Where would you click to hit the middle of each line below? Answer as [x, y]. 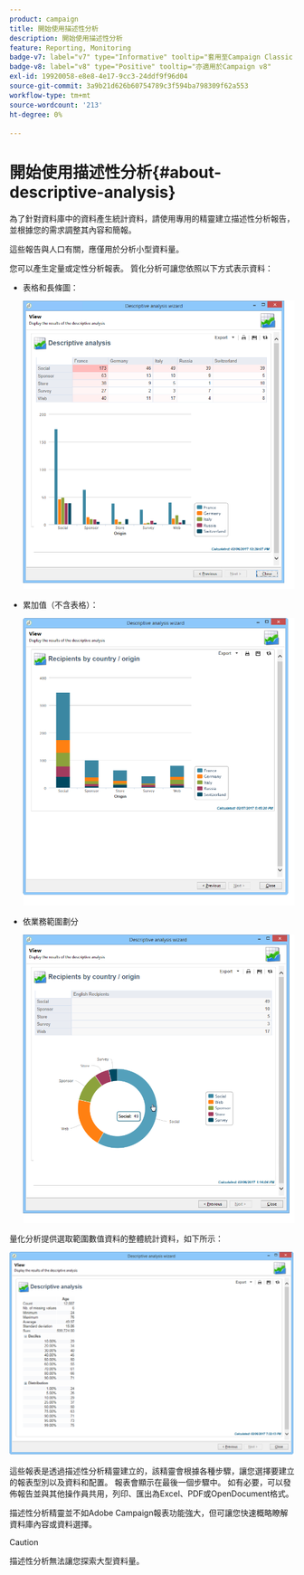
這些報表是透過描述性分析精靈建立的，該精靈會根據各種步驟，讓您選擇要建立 [152, 1471]
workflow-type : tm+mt [50, 95]
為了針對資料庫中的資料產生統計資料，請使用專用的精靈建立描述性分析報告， [152, 219]
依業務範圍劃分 [50, 922]
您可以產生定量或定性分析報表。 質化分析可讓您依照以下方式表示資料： [141, 269]
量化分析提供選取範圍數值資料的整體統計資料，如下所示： [116, 1238]
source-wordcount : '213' [56, 105]
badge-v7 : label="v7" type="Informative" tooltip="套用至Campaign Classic [152, 57]
